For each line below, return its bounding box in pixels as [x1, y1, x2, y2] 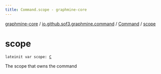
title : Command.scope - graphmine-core [5, 7, 87, 12]
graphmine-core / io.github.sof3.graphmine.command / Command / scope [5, 21, 156, 27]
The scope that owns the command [5, 63, 77, 69]
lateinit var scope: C [5, 54, 52, 59]
